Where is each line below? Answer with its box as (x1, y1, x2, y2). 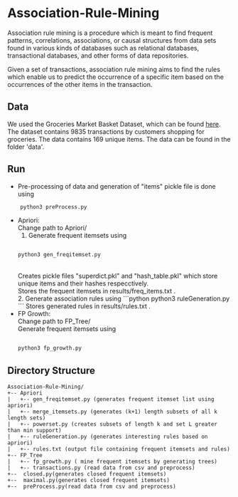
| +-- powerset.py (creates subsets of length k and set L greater (7, 421, 218, 428)
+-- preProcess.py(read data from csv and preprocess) (7, 483, 176, 490)
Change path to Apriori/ (17, 224, 87, 232)
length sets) (7, 414, 46, 422)
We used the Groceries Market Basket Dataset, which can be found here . (7, 120, 222, 128)
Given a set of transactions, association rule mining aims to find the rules (7, 65, 220, 73)
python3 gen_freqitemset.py (17, 251, 101, 258)
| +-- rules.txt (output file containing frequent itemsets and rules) (7, 446, 231, 453)
